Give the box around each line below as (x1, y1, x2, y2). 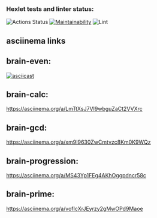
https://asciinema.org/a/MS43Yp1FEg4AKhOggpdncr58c (6, 171, 147, 178)
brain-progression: (6, 156, 79, 166)
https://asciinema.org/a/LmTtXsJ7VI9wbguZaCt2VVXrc (6, 105, 143, 113)
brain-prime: (6, 189, 55, 199)
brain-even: (6, 56, 52, 66)
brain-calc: (6, 89, 49, 99)
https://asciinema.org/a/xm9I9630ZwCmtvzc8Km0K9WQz (6, 138, 151, 146)
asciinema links (6, 35, 66, 46)
